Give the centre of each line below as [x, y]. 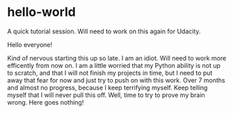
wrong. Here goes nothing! [46, 102]
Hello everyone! [30, 44]
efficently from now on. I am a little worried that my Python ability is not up [114, 65]
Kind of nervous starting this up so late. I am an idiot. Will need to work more [117, 58]
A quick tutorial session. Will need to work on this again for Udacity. [104, 31]
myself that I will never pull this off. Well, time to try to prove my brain [106, 95]
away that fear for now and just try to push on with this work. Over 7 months [116, 80]
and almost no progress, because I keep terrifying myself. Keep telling [107, 87]
